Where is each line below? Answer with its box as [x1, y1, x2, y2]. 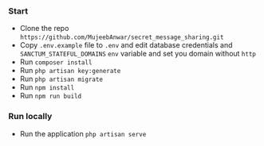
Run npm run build [19, 91, 82, 101]
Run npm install [19, 83, 75, 92]
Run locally [8, 111, 53, 122]
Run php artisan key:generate [19, 66, 121, 75]
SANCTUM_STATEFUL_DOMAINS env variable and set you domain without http [19, 49, 257, 59]
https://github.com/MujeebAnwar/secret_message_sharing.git [19, 33, 224, 41]
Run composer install [19, 57, 93, 67]
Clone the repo [19, 24, 69, 33]
